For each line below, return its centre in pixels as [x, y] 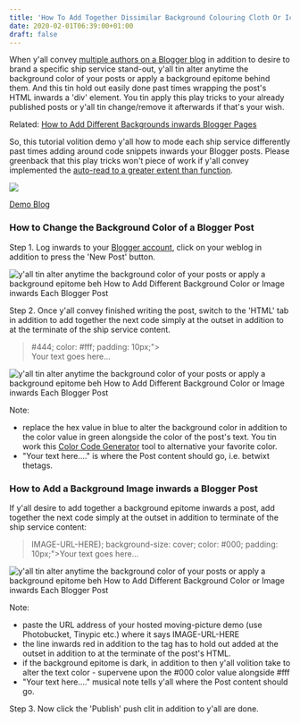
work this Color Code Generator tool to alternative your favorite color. [150, 446]
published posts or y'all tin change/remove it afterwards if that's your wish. [147, 107]
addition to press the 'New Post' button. [83, 257]
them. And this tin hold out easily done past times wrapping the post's [138, 88]
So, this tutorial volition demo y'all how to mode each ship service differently [150, 142]
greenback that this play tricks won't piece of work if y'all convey [129, 161]
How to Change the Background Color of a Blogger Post [132, 227]
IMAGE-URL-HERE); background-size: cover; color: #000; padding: [154, 544]
